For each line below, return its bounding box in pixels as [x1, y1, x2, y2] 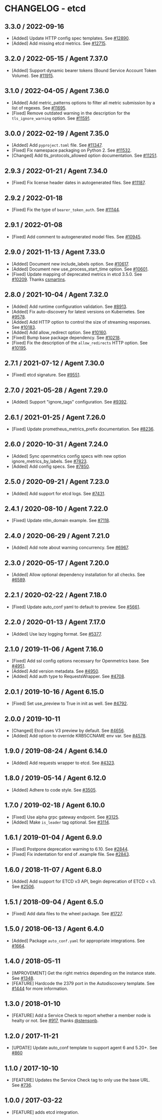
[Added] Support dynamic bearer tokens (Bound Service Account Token [11, 67, 157, 73]
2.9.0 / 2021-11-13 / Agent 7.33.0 [4, 248, 105, 256]
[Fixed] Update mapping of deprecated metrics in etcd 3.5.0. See [11, 271, 142, 277]
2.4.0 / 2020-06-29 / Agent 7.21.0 [4, 532, 110, 540]
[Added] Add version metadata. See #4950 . [11, 668, 100, 674]
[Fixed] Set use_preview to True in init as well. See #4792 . [11, 700, 128, 707]
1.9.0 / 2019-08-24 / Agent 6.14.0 [4, 747, 108, 755]
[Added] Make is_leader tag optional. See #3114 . [11, 819, 110, 825]
